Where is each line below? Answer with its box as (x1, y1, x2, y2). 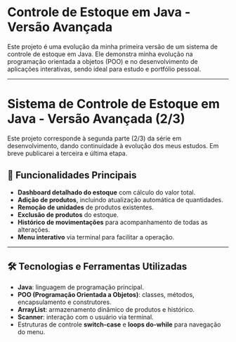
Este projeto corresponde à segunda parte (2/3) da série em (7, 134, 182, 143)
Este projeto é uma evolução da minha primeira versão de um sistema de (7, 42, 218, 51)
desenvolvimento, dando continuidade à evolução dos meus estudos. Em (7, 141, 219, 150)
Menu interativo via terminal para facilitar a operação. (17, 232, 175, 241)
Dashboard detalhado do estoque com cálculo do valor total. (17, 188, 196, 197)
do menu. (17, 327, 46, 336)
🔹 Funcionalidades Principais (7, 169, 137, 181)
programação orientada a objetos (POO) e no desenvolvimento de (7, 57, 198, 65)
